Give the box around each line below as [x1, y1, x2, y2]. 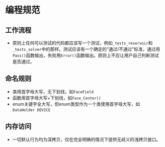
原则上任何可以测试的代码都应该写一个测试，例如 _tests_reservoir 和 [12, 40, 153, 46]
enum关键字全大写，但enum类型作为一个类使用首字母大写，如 [12, 101, 140, 107]
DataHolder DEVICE [12, 107, 51, 112]
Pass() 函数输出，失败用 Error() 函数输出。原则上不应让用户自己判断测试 [12, 53, 159, 58]
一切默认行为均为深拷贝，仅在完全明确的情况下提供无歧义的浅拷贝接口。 [12, 136, 161, 142]
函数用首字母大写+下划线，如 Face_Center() [12, 95, 101, 101]
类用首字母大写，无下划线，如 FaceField [12, 88, 94, 94]
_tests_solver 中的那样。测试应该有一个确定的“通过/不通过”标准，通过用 [12, 46, 161, 52]
